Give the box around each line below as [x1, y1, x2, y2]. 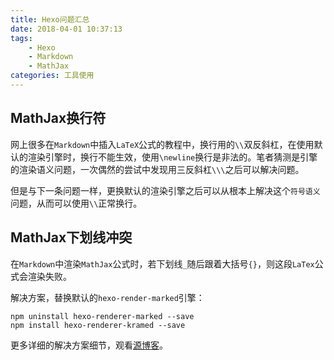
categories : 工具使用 [10, 71, 95, 81]
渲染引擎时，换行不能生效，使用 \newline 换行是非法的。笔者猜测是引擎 [27, 151, 318, 163]
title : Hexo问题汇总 [10, 14, 90, 25]
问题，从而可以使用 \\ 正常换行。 [10, 197, 143, 209]
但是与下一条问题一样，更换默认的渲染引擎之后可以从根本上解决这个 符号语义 [10, 184, 321, 196]
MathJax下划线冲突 [10, 229, 133, 246]
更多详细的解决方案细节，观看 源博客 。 [10, 339, 168, 351]
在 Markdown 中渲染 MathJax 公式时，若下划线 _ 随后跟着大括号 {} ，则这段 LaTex [10, 257, 315, 270]
